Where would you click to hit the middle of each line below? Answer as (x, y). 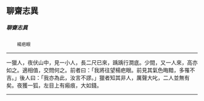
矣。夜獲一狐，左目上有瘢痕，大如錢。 (54, 85)
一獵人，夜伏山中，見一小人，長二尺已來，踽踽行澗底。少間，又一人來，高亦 (102, 63)
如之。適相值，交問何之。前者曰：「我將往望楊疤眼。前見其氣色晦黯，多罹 (98, 70)
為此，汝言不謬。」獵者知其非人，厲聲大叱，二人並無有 (122, 78)
